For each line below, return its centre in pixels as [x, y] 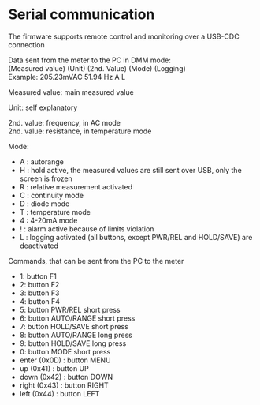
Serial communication [82, 15]
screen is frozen [46, 178]
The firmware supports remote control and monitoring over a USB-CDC [124, 36]
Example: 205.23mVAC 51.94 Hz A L [67, 77]
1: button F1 [38, 276]
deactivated [39, 246]
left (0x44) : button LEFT [59, 393]
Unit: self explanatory [43, 107]
